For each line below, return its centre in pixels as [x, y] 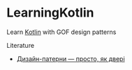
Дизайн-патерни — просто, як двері [71, 59]
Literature [21, 45]
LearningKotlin [50, 13]
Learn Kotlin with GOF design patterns [61, 32]
